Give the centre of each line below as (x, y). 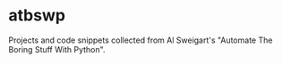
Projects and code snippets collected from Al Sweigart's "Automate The (141, 40)
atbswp (37, 16)
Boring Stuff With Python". (57, 49)
